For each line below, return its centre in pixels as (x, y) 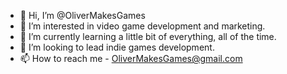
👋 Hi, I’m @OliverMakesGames (82, 15)
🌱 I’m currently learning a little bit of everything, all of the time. (148, 36)
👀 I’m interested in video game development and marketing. (142, 26)
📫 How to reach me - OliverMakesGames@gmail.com (131, 58)
